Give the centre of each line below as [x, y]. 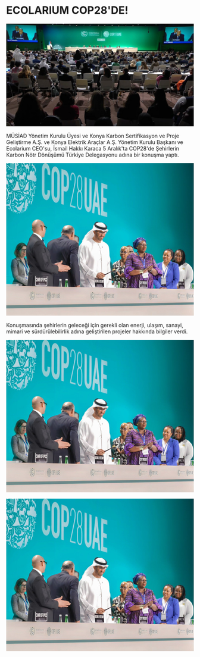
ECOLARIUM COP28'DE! [67, 10]
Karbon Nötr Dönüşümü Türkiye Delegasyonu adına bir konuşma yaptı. [93, 155]
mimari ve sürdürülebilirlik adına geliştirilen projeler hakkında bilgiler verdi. [97, 331]
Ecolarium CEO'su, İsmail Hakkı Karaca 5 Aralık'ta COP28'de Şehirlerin [93, 148]
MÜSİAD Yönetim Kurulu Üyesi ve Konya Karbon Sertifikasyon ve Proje [93, 136]
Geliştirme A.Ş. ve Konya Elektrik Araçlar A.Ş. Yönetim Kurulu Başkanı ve [95, 142]
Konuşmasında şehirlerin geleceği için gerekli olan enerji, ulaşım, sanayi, [95, 325]
